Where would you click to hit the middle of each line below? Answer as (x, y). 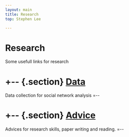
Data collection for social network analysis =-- (53, 95)
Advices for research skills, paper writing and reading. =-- (64, 129)
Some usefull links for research (37, 62)
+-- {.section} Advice (50, 115)
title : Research (22, 14)
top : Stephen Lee (23, 19)
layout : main (19, 10)
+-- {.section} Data (45, 82)
